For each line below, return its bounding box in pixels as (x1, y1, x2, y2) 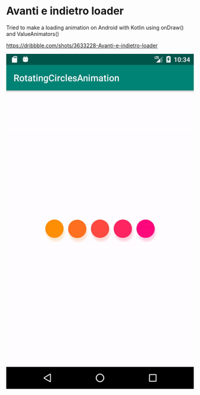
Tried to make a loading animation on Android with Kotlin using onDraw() (6, 24, 184, 31)
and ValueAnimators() (6, 30, 60, 37)
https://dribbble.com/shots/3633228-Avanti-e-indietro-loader (6, 42, 158, 49)
